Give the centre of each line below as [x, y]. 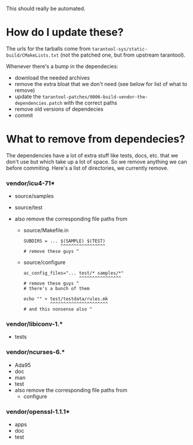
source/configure [44, 262]
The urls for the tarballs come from [49, 48]
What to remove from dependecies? [96, 139]
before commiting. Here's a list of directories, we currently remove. [87, 168]
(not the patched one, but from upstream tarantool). [123, 55]
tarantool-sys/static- [120, 49]
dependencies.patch [39, 103]
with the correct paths [91, 103]
